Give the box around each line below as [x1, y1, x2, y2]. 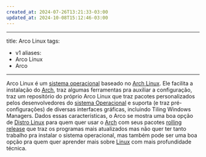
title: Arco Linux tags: [6, 37, 60, 45]
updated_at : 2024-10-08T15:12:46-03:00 [6, 15, 109, 21]
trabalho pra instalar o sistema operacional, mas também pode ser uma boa [6, 131, 197, 139]
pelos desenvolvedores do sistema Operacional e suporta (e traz [6, 99, 170, 106]
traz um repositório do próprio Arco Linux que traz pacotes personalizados [6, 92, 195, 100]
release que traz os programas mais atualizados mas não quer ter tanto [6, 125, 187, 132]
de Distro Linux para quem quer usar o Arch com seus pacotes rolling [6, 119, 182, 126]
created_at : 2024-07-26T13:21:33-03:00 [6, 9, 109, 15]
